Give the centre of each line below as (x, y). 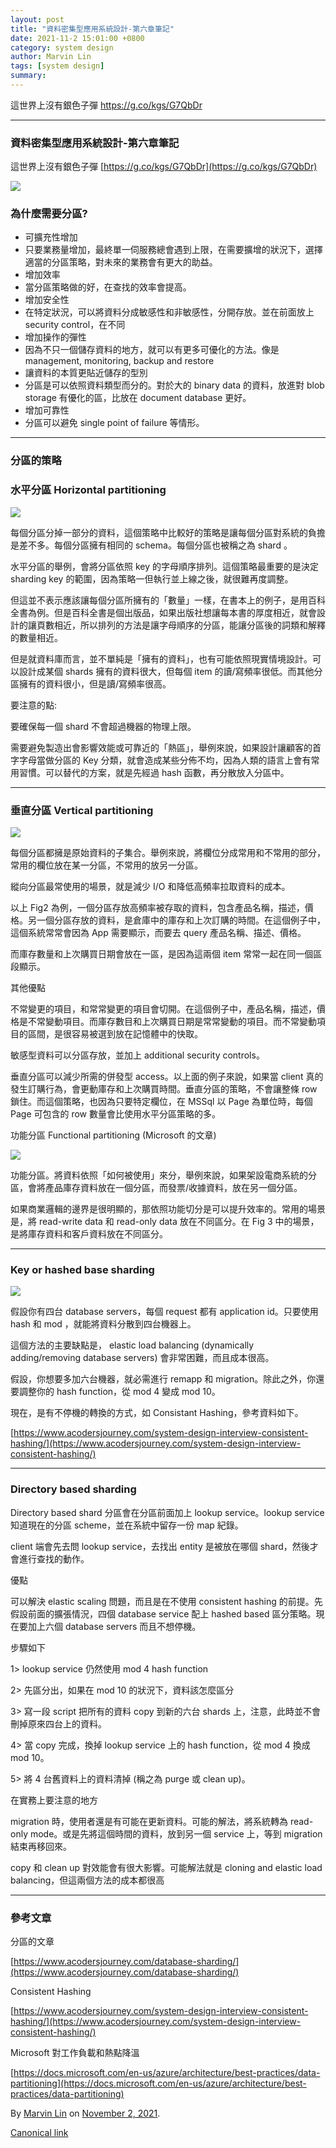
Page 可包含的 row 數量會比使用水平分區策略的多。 (115, 1113)
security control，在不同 (75, 325)
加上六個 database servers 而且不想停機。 (114, 1626)
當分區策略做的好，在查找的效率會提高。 (108, 287)
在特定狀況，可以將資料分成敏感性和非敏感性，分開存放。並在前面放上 (169, 312)
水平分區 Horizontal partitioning (88, 490)
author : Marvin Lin (51, 57)
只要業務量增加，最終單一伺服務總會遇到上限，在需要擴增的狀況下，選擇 (173, 250)
